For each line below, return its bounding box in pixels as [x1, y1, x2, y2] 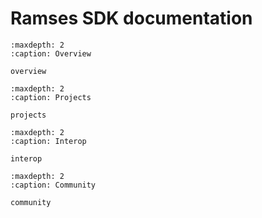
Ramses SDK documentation [10, 7, 253, 30]
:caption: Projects [10, 92, 92, 102]
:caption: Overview [10, 48, 92, 59]
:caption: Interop [10, 136, 87, 146]
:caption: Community [10, 180, 97, 190]
